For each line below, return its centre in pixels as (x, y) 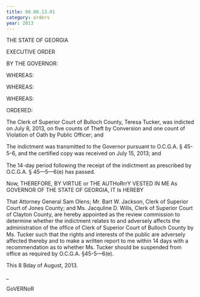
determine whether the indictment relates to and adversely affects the (93, 221)
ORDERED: (20, 110)
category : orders (28, 18)
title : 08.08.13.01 (31, 12)
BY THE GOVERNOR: (32, 63)
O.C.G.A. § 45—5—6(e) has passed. (51, 172)
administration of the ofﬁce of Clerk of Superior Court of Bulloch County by (100, 228)
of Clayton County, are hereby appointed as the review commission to (93, 214)
